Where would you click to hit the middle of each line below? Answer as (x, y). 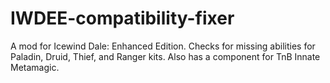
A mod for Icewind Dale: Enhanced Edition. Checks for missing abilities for (163, 46)
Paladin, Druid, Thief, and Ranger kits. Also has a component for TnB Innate (165, 56)
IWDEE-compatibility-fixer (122, 18)
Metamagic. (35, 67)
